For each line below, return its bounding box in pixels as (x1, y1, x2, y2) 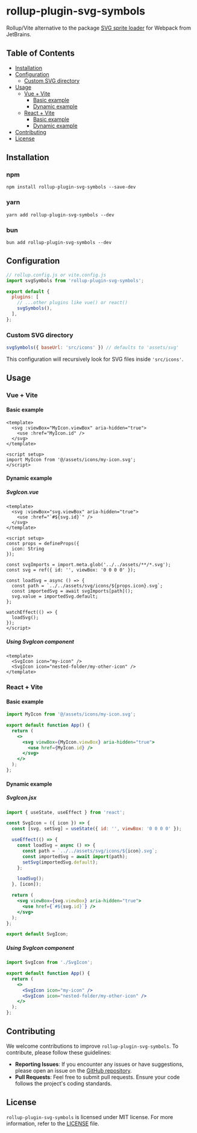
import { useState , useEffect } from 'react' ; (6, 809, 125, 815)
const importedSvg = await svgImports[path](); (11, 588, 134, 595)
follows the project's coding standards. (14, 1080, 113, 1087)
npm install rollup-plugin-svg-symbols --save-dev (6, 184, 136, 190)
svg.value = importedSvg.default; (11, 593, 98, 599)
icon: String (11, 546, 45, 552)
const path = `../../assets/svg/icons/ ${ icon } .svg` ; (22, 848, 158, 854)
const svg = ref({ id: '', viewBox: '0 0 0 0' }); (6, 567, 136, 573)
